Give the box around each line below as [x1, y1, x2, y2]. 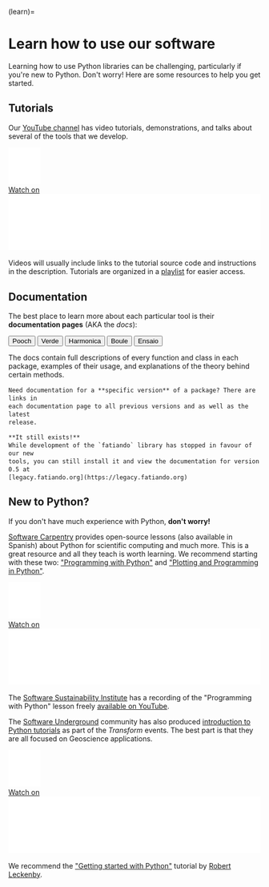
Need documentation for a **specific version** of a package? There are [8, 386, 256, 394]
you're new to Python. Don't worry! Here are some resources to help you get [8, 70, 261, 79]
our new [8, 450, 34, 458]
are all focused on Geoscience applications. [8, 734, 153, 744]
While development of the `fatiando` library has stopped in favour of [8, 441, 252, 450]
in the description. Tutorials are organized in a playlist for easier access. [8, 267, 246, 276]
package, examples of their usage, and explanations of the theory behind [8, 361, 250, 371]
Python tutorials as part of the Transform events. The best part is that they [8, 725, 254, 736]
